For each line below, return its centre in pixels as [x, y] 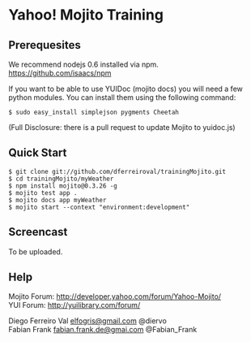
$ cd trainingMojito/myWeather [61, 179]
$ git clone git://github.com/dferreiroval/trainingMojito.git [117, 171]
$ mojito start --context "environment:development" [99, 207]
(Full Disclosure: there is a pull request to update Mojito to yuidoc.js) [122, 127]
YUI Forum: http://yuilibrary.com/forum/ [74, 305]
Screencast [38, 232]
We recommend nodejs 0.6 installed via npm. [84, 64]
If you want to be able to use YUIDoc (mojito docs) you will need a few [125, 89]
